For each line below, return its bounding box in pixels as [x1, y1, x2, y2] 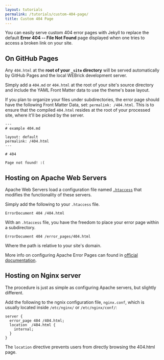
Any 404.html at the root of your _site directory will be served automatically [5, 67, 160, 73]
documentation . [5, 258, 37, 263]
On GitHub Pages [5, 54, 59, 63]
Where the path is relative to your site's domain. [5, 243, 102, 248]
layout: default [5, 135, 38, 140]
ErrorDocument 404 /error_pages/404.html [5, 234, 91, 239]
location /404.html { [9, 322, 56, 327]
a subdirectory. [5, 225, 36, 230]
